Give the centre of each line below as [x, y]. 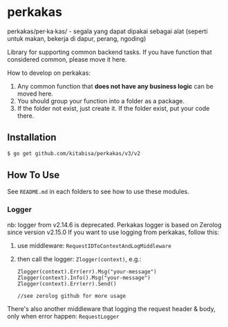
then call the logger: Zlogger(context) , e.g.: [79, 259]
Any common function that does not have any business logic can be [115, 86]
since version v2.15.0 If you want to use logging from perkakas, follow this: [113, 232]
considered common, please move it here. [67, 59]
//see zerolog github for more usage [72, 296]
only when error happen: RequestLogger [63, 316]
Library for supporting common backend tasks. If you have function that [110, 52]
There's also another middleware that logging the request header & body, [111, 308]
